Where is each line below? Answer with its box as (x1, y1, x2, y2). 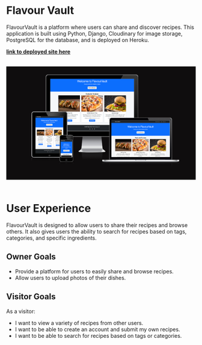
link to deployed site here (6, 48, 71, 55)
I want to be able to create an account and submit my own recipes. (14, 326, 180, 333)
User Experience (6, 202, 91, 216)
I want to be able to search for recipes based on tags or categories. (14, 332, 182, 339)
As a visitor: (6, 308, 35, 315)
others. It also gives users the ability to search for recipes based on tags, (6, 228, 187, 235)
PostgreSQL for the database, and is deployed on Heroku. (6, 36, 149, 43)
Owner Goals (6, 252, 56, 262)
